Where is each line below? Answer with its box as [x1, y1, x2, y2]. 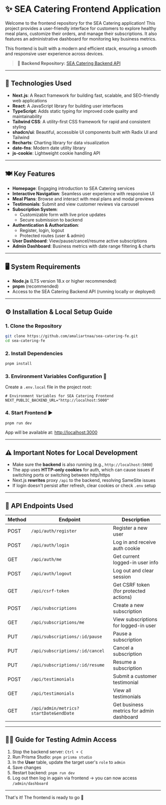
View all [113, 687, 131, 694]
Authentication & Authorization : [12, 222, 80, 228]
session [113, 573, 131, 580]
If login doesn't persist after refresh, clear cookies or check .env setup [12, 483, 156, 489]
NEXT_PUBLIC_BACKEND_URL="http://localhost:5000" [5, 398, 110, 403]
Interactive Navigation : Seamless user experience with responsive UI [12, 190, 155, 196]
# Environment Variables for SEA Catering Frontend [5, 394, 114, 399]
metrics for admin [113, 708, 154, 715]
